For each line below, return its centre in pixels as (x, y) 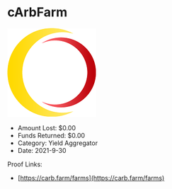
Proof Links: (25, 164)
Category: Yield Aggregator (57, 143)
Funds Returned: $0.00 (51, 135)
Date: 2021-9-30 (42, 150)
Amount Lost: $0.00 (47, 127)
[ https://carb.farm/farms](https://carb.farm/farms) (91, 178)
